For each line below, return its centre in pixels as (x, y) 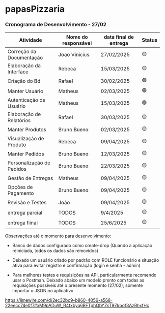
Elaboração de (24, 114)
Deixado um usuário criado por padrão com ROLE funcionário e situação (85, 260)
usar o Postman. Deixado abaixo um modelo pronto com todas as (78, 280)
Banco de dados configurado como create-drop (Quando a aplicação (82, 246)
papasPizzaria (35, 9)
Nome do (77, 37)
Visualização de (26, 139)
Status (150, 40)
